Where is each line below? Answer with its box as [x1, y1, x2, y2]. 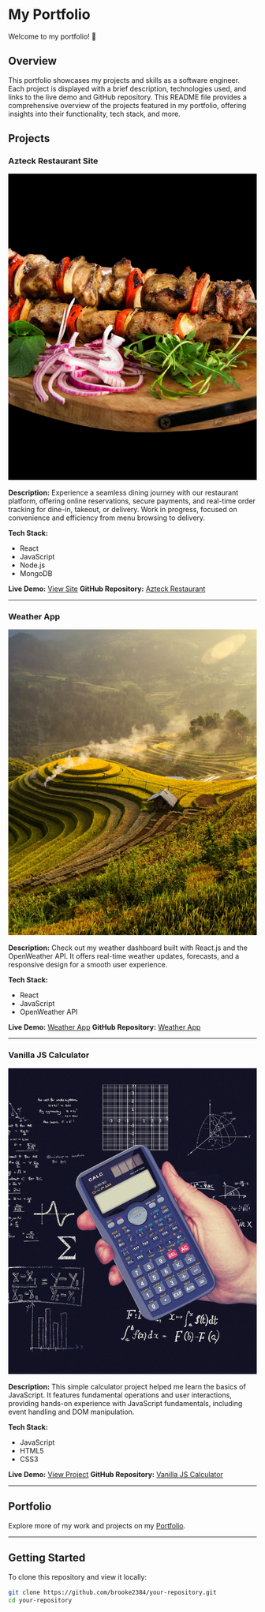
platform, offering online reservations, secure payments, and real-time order [8, 496, 256, 506]
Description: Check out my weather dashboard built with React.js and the [8, 943, 248, 952]
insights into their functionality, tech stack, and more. [8, 109, 181, 118]
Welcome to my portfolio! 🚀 [8, 32, 97, 41]
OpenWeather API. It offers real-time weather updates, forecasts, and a [8, 952, 240, 961]
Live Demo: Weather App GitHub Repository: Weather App [8, 1023, 201, 1032]
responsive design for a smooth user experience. [8, 960, 168, 970]
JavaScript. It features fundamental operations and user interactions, [8, 1390, 233, 1400]
